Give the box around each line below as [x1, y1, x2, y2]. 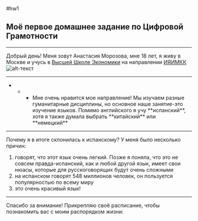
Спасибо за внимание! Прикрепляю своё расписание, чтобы [6, 202, 160, 209]
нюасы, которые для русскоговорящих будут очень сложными [14, 166, 174, 173]
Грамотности [6, 31, 58, 41]
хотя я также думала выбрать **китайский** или [32, 113, 156, 120]
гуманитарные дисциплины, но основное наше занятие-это [32, 100, 183, 108]
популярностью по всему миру [14, 179, 94, 186]
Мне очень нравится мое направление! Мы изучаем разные [32, 94, 184, 101]
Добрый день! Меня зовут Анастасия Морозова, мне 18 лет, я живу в [6, 52, 181, 59]
